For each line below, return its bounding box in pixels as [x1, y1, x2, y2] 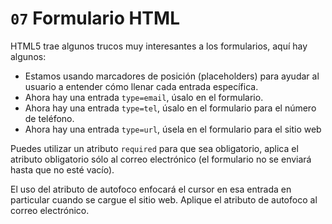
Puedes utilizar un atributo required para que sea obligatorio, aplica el [10, 142, 299, 154]
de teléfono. [24, 112, 75, 124]
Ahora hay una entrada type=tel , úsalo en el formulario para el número [24, 102, 317, 114]
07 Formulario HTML [10, 7, 180, 30]
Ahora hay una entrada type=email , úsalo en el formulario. [24, 91, 264, 103]
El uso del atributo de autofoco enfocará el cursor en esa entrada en [10, 183, 292, 195]
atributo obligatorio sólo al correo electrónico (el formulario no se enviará [10, 153, 312, 165]
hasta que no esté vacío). [10, 163, 115, 176]
